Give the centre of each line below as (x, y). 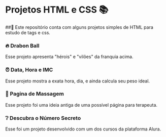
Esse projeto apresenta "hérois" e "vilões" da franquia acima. (69, 57)
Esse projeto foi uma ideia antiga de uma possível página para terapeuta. (81, 105)
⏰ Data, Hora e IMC (29, 70)
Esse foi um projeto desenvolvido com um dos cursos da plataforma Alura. (83, 129)
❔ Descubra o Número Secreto (43, 118)
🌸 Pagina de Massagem (35, 94)
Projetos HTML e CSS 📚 (57, 10)
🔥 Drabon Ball (22, 45)
